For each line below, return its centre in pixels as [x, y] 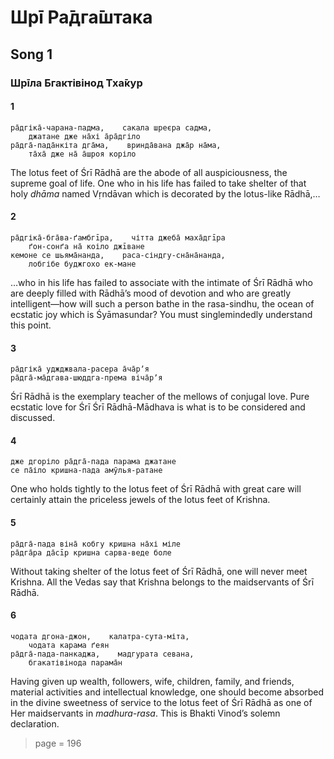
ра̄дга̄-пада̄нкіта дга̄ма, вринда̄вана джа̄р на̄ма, [116, 145]
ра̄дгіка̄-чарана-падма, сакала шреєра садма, [111, 127]
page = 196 [58, 743]
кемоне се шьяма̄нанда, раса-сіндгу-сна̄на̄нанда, [118, 255]
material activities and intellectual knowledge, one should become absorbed [167, 692]
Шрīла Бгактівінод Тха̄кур [76, 83]
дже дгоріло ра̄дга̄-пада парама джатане [93, 462]
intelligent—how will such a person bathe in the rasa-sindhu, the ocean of [162, 303]
